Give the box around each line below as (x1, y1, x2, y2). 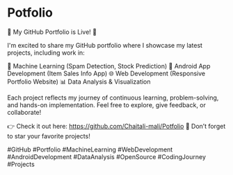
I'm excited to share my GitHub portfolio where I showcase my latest (7, 41, 203, 49)
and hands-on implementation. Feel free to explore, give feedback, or (7, 100, 207, 109)
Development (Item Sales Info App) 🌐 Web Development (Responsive (7, 69, 206, 77)
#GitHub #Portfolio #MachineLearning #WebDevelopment (7, 145, 173, 154)
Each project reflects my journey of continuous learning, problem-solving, (7, 93, 219, 102)
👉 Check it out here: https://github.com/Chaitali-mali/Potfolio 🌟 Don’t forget (7, 122, 226, 130)
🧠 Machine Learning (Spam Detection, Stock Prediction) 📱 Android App (7, 62, 211, 70)
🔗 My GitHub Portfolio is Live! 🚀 (7, 28, 97, 36)
